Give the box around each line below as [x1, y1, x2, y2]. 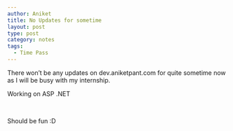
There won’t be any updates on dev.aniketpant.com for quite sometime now [7, 68, 226, 77]
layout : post [7, 23, 46, 30]
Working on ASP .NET [7, 89, 70, 98]
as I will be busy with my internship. [7, 76, 111, 84]
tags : [7, 43, 23, 50]
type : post [7, 29, 39, 37]
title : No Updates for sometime [7, 17, 102, 24]
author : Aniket [7, 10, 52, 18]
